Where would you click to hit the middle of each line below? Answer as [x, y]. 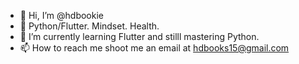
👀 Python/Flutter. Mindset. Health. [89, 26]
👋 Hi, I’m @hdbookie [61, 15]
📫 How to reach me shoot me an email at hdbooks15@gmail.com [154, 48]
